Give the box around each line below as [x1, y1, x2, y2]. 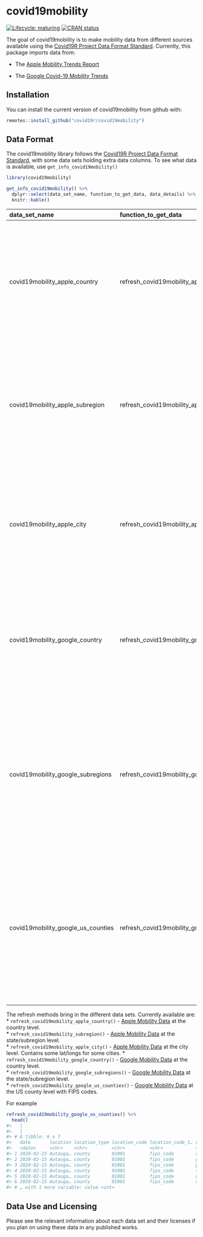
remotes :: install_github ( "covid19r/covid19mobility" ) [6, 117, 145, 123]
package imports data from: [6, 48, 76, 56]
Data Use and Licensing [6, 1201, 97, 1212]
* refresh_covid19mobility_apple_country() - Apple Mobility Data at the [6, 1017, 186, 1024]
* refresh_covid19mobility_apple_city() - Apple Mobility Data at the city [6, 1043, 188, 1050]
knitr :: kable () [11, 197, 50, 203]
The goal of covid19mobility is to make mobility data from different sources [6, 36, 193, 43]
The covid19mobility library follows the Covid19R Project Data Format [6, 150, 178, 158]
